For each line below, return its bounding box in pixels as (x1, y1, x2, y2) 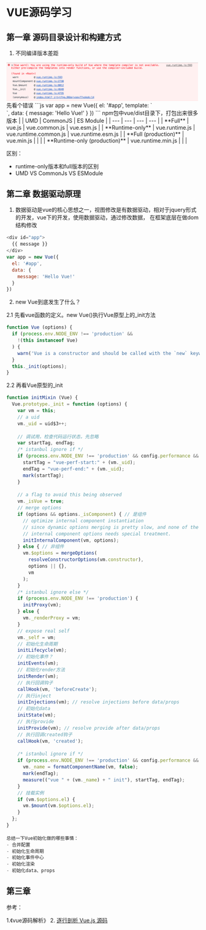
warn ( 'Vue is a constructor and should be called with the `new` (17, 350, 188, 356)
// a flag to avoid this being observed (17, 492, 122, 498)
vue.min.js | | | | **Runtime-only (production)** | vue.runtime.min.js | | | (6, 136, 188, 144)
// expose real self (17, 628, 70, 634)
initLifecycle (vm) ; (17, 647, 67, 654)
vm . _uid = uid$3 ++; (17, 420, 67, 427)
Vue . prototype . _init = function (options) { (12, 401, 128, 407)
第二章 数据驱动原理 (6, 189, 81, 199)
